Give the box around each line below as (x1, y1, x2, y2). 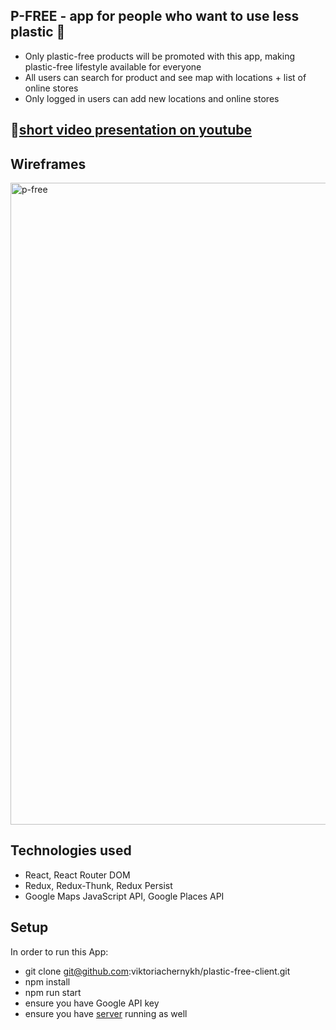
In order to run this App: (10, 945, 109, 958)
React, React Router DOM (24, 869, 131, 881)
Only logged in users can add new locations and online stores (24, 92, 280, 104)
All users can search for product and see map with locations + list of (24, 71, 307, 83)
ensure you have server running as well (24, 1007, 188, 1019)
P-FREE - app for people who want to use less (10, 8, 300, 25)
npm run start (24, 986, 82, 998)
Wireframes (10, 155, 87, 173)
